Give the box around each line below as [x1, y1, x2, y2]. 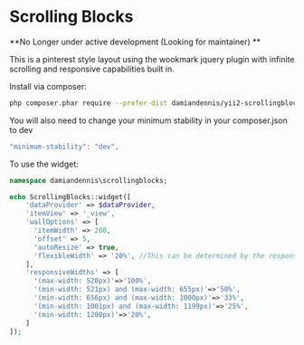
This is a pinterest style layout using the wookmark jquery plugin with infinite [9, 53, 295, 64]
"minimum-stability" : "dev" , [9, 142, 119, 151]
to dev [9, 124, 33, 135]
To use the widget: [9, 158, 79, 169]
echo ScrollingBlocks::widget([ [9, 192, 131, 201]
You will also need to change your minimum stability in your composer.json [9, 115, 288, 126]
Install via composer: [9, 81, 88, 91]
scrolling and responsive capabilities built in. [9, 63, 175, 74]
